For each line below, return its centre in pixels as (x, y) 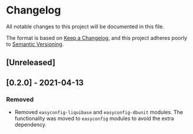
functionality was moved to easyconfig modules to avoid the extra (94, 119)
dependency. (31, 125)
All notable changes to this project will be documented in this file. (85, 26)
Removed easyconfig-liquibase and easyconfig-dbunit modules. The (99, 112)
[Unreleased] (31, 63)
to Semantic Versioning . (35, 44)
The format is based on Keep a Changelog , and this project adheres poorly (96, 38)
